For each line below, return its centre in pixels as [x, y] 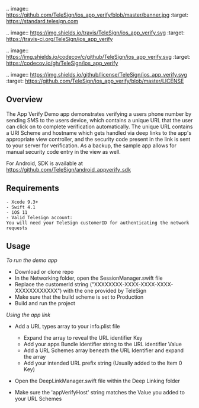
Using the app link [28, 315]
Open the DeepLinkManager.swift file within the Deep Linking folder [97, 381]
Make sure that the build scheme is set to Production [79, 297]
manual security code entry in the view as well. [64, 151]
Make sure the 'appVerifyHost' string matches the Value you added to [100, 393]
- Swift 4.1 [21, 207]
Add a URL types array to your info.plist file [67, 327]
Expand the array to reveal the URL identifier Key [83, 338]
